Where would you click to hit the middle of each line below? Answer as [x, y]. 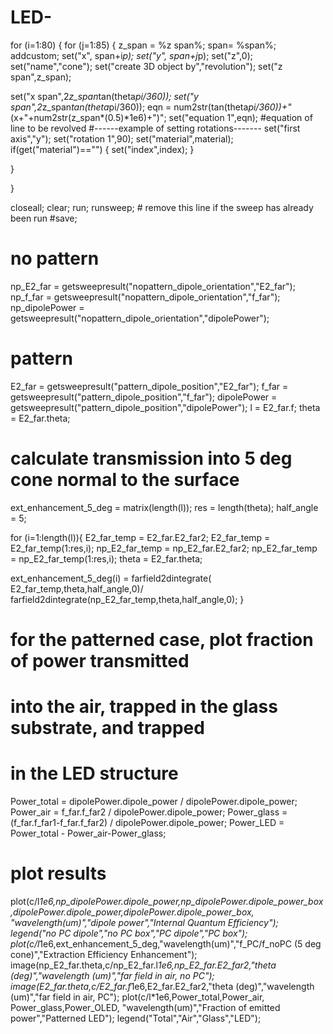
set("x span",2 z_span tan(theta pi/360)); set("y [104, 96]
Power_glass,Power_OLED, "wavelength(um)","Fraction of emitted [145, 1007]
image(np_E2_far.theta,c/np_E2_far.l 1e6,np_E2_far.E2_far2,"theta [143, 965]
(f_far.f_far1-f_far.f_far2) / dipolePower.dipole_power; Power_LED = [147, 823]
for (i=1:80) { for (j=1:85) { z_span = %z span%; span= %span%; [143, 45]
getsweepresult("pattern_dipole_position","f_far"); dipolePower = [144, 397]
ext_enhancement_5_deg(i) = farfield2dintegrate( [111, 578]
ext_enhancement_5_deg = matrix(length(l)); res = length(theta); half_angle [164, 507]
